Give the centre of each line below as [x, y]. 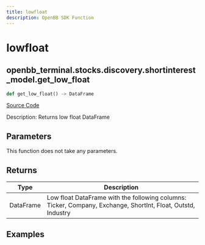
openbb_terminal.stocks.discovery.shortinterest [101, 70]
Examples [25, 234]
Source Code [23, 105]
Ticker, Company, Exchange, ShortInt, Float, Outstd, [121, 205]
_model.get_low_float [48, 80]
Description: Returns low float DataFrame [58, 117]
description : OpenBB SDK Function [50, 18]
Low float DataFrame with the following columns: [117, 197]
